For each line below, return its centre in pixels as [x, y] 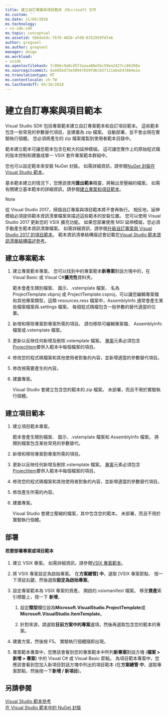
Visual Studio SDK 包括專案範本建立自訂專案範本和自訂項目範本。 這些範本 [82, 125]
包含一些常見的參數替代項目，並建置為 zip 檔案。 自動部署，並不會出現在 [80, 132]
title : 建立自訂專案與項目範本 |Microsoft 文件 [51, 10]
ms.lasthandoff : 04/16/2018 [35, 84]
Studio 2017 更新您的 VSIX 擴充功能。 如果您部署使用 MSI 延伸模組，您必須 [83, 222]
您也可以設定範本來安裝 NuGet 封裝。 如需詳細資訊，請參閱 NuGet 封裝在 [80, 166]
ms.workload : [19, 56]
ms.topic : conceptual [28, 33]
